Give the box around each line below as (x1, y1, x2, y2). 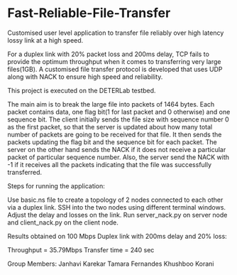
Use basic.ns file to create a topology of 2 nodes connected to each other (7, 195, 224, 204)
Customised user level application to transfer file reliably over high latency (7, 28, 224, 37)
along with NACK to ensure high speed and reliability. (7, 72, 163, 81)
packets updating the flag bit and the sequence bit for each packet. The (7, 137, 218, 146)
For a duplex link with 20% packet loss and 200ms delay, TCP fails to (7, 50, 209, 58)
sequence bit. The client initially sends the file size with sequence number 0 (7, 115, 229, 124)
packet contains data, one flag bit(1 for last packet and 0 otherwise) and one (7, 107, 231, 116)
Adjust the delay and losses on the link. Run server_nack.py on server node (7, 210, 228, 219)
